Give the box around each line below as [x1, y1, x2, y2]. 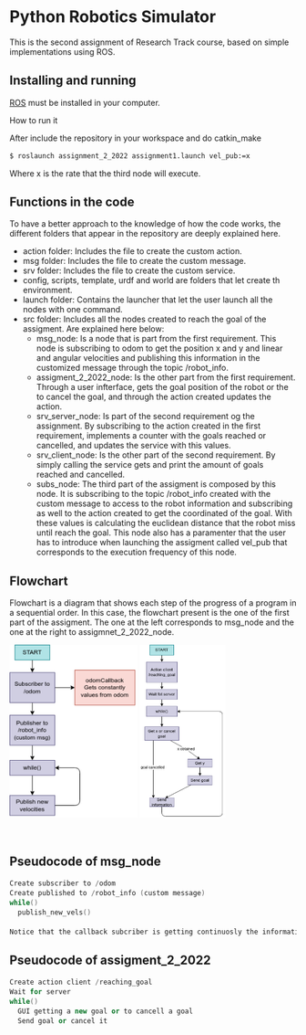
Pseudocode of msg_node [9, 853, 161, 869]
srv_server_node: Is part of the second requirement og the [36, 411, 255, 422]
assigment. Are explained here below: [22, 323, 165, 334]
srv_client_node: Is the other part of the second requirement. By [36, 449, 276, 460]
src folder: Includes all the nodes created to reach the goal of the [22, 313, 267, 325]
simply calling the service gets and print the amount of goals [36, 459, 264, 470]
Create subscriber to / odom [9, 879, 117, 888]
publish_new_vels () [17, 907, 92, 917]
